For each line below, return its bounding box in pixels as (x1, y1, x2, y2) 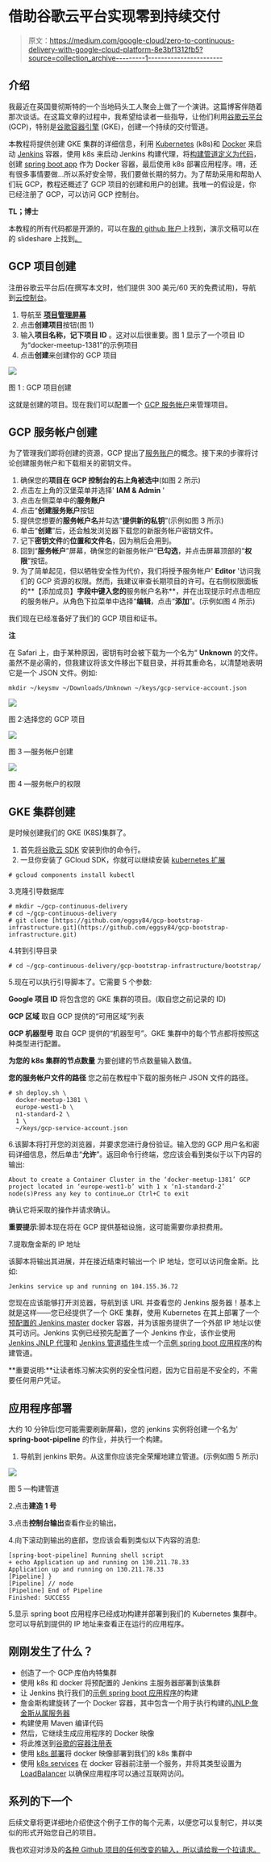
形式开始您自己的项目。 (22, 1827, 101, 1837)
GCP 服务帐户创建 (8, 425, 98, 439)
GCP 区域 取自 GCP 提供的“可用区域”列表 (8, 1012, 145, 1021)
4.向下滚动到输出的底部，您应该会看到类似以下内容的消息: (8, 1535, 201, 1545)
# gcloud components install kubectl (8, 871, 135, 879)
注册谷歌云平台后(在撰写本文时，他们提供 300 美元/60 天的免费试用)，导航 (8, 282, 256, 292)
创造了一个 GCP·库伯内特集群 (19, 1668, 117, 1677)
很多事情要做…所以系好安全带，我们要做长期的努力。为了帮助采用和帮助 (15, 169, 256, 178)
